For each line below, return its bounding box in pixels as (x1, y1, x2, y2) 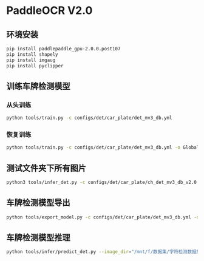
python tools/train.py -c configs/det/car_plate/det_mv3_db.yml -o (6, 144, 181, 151)
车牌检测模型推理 (6, 232, 70, 243)
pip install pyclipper (6, 63, 64, 69)
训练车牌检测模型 (6, 81, 70, 91)
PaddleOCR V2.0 (6, 4, 93, 18)
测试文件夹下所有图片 (6, 163, 86, 173)
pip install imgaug (6, 57, 56, 63)
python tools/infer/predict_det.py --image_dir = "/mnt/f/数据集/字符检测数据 (6, 249, 197, 255)
